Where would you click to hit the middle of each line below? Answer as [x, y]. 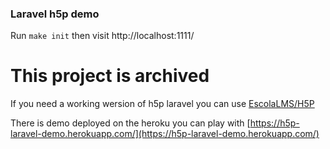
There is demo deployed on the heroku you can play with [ [130, 123]
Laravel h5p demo [55, 14]
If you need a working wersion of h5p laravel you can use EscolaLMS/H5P [162, 104]
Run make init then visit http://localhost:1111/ [102, 36]
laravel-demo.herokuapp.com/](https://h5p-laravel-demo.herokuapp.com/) [165, 134]
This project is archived [110, 76]
